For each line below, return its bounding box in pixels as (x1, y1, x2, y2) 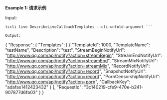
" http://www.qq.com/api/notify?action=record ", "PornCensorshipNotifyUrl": (5, 74, 161, 79)
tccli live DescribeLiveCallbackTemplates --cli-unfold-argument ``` (5, 24, 153, 29)
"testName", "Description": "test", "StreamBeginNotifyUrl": (5, 47, 126, 53)
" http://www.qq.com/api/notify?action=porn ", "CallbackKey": (5, 79, 131, 85)
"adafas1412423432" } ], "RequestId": (5, 84, 83, 90)
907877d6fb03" (5, 90, 38, 95)
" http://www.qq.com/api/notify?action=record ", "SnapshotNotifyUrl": (5, 68, 147, 74)
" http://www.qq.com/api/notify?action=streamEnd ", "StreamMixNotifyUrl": (5, 58, 158, 64)
